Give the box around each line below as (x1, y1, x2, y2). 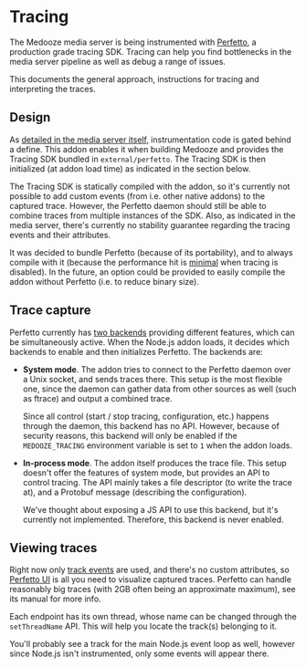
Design (9, 110, 51, 125)
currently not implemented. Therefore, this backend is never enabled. (22, 514, 285, 525)
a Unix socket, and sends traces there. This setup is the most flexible (22, 373, 283, 384)
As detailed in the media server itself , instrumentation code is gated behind (9, 134, 292, 145)
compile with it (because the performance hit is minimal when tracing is (9, 256, 279, 267)
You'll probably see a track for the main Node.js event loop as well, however (9, 639, 295, 650)
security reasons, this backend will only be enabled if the (22, 430, 237, 441)
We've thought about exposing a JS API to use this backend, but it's (22, 504, 279, 515)
